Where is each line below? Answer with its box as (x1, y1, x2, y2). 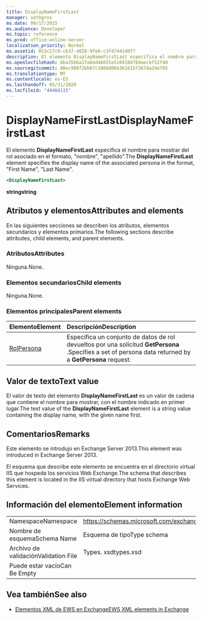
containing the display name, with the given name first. (6, 411, 142, 419)
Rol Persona (9, 344, 42, 353)
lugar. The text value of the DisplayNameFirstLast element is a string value (6, 405, 191, 412)
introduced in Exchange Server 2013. (6, 451, 98, 459)
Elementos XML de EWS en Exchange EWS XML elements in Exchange (14, 605, 189, 613)
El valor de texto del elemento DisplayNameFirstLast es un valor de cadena (6, 392, 194, 399)
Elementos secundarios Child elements (6, 278, 122, 287)
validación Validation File (9, 551, 78, 560)
